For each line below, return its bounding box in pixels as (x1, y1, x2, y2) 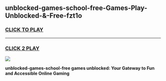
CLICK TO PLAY (5, 27, 43, 33)
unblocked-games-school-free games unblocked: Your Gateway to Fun (5, 65, 155, 71)
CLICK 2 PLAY (5, 45, 40, 52)
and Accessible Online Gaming (5, 70, 70, 76)
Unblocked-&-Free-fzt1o (5, 12, 83, 20)
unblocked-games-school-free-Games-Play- (5, 4, 147, 12)
